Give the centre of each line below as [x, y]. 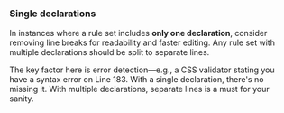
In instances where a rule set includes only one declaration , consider [138, 33]
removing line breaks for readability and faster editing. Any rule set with [142, 42]
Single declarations [53, 14]
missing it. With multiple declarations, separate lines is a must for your [140, 89]
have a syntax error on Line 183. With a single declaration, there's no [137, 80]
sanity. [22, 99]
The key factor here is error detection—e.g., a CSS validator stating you [142, 70]
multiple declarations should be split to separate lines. [110, 52]
